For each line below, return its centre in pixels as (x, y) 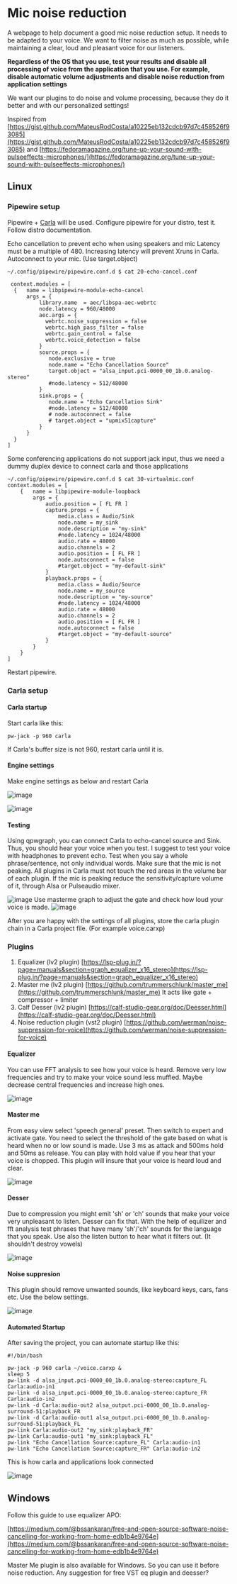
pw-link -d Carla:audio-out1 (50, 1418)
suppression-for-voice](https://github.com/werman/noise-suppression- (122, 1030)
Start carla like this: (35, 723)
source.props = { (64, 352)
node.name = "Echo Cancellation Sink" (105, 402)
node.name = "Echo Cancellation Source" (109, 364)
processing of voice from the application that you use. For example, (109, 69)
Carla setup (28, 691)
